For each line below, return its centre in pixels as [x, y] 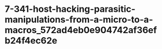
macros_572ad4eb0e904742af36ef [81, 30]
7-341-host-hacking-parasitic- [70, 9]
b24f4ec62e [31, 41]
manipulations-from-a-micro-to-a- [79, 20]
